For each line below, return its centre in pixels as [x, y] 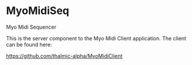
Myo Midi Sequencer [31, 27]
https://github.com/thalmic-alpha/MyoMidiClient [64, 56]
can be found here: [29, 45]
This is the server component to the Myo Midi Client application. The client [96, 38]
